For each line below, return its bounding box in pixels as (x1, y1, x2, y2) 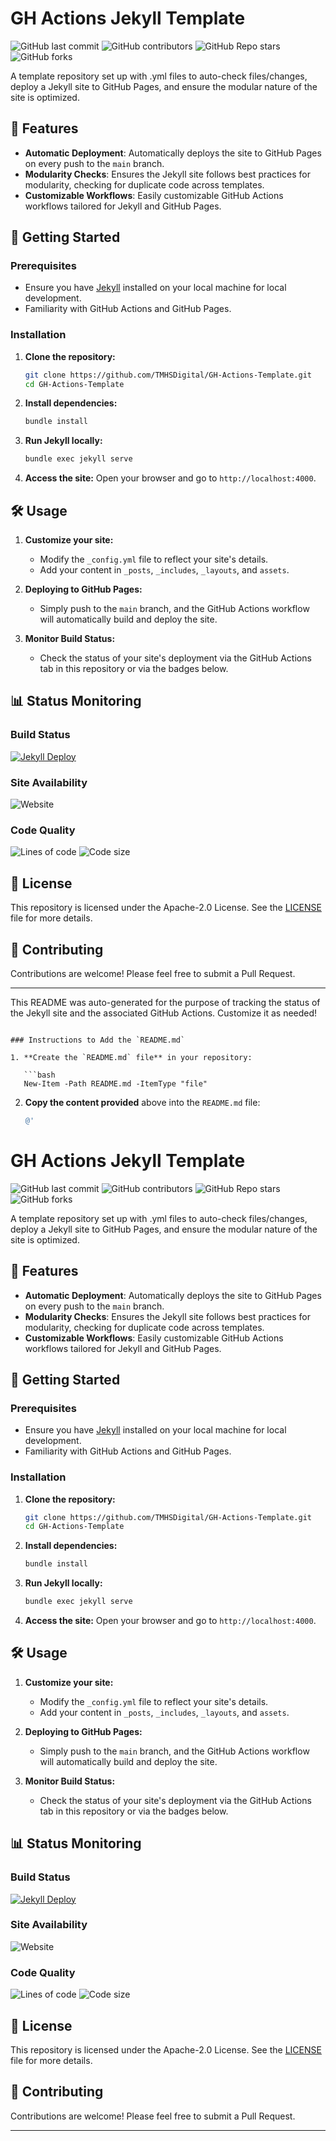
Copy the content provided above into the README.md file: (24, 1096, 261, 1108)
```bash (23, 1070, 56, 1080)
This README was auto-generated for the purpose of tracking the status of (10, 996, 321, 1008)
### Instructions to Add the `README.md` (10, 1035, 186, 1045)
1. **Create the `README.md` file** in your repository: (10, 1052, 253, 1062)
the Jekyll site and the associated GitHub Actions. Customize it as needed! (10, 1007, 318, 1019)
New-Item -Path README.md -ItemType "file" (23, 1078, 208, 1089)
